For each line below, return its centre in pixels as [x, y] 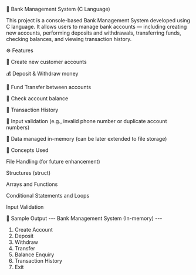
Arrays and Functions [32, 184]
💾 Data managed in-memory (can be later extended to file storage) [87, 139]
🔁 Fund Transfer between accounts [49, 87]
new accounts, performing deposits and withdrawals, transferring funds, [94, 33]
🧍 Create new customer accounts [46, 62]
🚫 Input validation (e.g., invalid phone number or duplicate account [87, 121]
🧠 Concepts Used [27, 150]
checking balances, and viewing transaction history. [69, 39]
